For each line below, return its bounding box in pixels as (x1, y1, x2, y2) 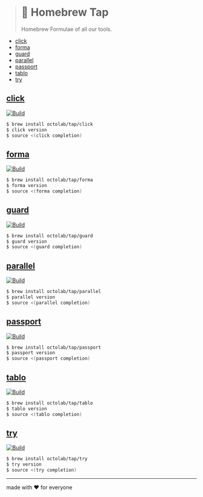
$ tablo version (6, 406, 47, 412)
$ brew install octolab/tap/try (6, 456, 88, 462)
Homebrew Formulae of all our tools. (21, 25, 112, 33)
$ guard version (6, 239, 47, 245)
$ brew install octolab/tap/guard (6, 232, 94, 239)
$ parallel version (6, 294, 56, 300)
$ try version (6, 461, 42, 468)
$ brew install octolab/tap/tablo (6, 400, 94, 406)
